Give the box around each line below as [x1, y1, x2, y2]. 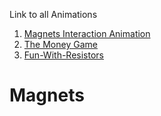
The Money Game [23, 39, 98, 50]
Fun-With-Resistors [23, 49, 104, 61]
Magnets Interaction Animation [23, 28, 151, 39]
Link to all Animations [9, 9, 98, 20]
